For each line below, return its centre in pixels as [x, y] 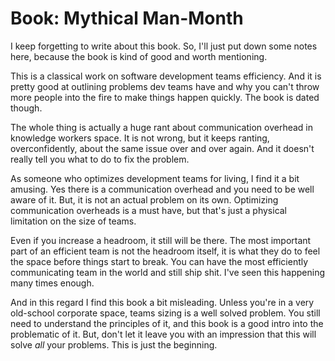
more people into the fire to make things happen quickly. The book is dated [165, 97]
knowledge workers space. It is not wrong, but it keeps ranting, [140, 138]
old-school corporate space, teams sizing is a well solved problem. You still [165, 313]
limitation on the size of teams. [73, 221]
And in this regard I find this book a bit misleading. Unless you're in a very [162, 302]
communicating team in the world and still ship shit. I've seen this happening [167, 272]
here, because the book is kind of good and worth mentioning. [139, 56]
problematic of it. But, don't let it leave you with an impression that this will [163, 334]
